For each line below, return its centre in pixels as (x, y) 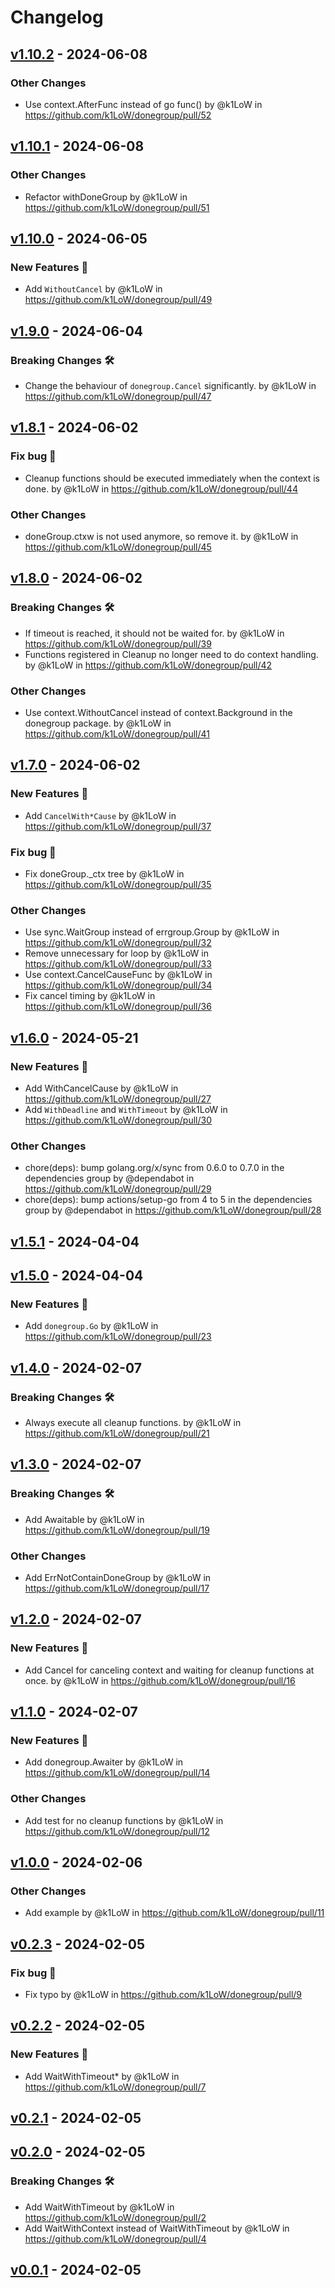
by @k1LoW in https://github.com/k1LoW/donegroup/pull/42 (148, 665)
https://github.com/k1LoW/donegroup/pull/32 (118, 943)
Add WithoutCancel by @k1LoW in (93, 289)
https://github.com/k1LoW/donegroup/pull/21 (117, 1433)
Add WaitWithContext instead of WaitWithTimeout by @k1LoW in (157, 2228)
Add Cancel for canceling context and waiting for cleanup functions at (169, 1670)
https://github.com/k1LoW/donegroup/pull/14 (117, 1773)
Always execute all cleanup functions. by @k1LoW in (133, 1422)
